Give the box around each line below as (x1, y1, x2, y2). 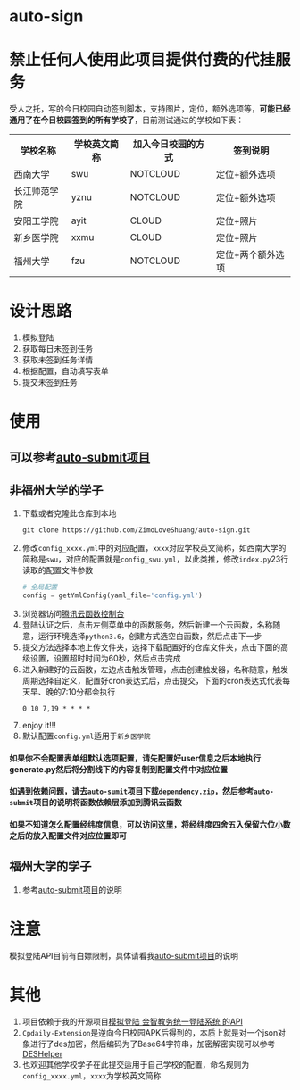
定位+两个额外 (215, 248, 276, 261)
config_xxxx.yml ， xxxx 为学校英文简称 (21, 1069, 162, 1081)
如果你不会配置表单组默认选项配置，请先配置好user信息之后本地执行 (9, 753, 262, 763)
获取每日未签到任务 (21, 344, 94, 354)
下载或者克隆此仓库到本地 (21, 508, 117, 519)
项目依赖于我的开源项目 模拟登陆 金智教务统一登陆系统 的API (21, 1016, 244, 1027)
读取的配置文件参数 (21, 565, 94, 576)
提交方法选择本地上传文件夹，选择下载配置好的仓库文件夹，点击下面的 (21, 642, 281, 653)
